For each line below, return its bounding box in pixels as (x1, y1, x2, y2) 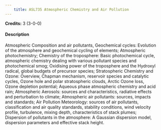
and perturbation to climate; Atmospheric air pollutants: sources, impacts (5, 94, 151, 99)
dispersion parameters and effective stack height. (5, 119, 104, 125)
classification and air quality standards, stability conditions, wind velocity (5, 104, 151, 110)
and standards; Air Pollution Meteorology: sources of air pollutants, (5, 99, 139, 105)
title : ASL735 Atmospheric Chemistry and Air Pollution (14, 7, 129, 12)
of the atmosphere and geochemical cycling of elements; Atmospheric (5, 47, 145, 53)
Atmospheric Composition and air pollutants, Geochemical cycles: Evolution (5, 42, 157, 48)
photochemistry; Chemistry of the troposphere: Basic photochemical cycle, (5, 52, 155, 58)
